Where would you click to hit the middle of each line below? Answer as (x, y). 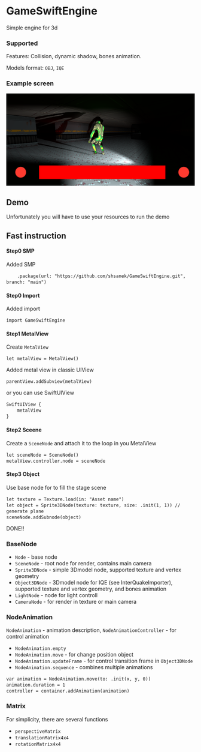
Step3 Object (23, 474)
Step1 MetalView (28, 334)
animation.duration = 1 (36, 685)
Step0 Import (23, 295)
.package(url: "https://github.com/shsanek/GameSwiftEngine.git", (101, 276)
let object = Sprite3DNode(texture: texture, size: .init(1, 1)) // (93, 505)
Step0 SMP (20, 251)
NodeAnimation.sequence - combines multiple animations (84, 667)
